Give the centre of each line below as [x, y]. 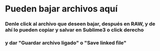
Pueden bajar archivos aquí [61, 9]
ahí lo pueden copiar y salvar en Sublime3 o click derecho [75, 30]
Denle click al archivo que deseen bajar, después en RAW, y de [80, 24]
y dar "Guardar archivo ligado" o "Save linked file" [66, 43]
